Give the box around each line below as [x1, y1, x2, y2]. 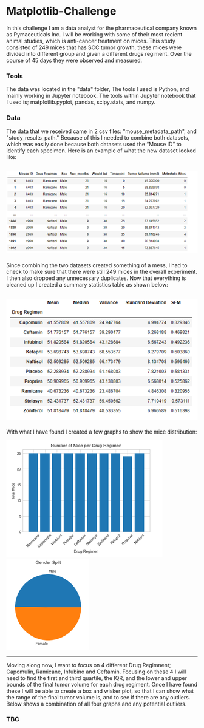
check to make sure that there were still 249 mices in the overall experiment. [6, 268, 197, 275]
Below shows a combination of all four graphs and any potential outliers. [6, 700, 187, 707]
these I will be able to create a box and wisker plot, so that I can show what [6, 687, 194, 695]
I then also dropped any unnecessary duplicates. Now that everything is [6, 274, 186, 282]
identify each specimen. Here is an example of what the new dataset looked [6, 147, 196, 154]
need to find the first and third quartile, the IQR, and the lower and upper [6, 674, 187, 681]
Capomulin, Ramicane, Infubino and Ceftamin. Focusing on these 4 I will [6, 668, 186, 675]
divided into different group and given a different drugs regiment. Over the [6, 50, 192, 57]
